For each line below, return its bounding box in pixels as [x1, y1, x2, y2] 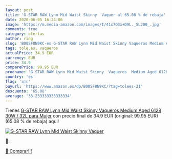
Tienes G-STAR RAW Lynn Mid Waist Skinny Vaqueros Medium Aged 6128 [5, 107, 161, 113]
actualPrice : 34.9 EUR [5, 50, 54, 55]
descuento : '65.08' [5, 88, 47, 94]
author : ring [5, 36, 33, 42]
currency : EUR [5, 55, 36, 61]
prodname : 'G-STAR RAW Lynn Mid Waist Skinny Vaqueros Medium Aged [5, 70, 157, 75]
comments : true [5, 27, 38, 32]
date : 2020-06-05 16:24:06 [5, 17, 63, 22]
